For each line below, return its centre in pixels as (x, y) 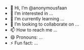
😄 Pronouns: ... (26, 37)
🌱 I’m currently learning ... (37, 19)
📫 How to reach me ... (34, 30)
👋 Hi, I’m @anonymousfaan (38, 8)
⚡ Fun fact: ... (24, 43)
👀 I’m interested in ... (32, 13)
